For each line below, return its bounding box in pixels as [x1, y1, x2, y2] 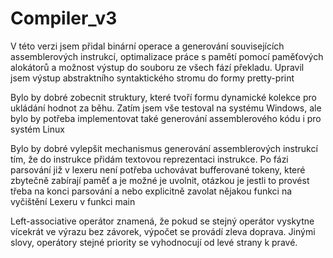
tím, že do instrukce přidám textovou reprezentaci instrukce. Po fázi [10, 153, 289, 165]
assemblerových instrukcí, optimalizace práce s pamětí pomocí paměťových [10, 50, 324, 62]
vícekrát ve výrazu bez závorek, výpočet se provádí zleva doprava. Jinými [10, 225, 316, 237]
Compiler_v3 [10, 7, 118, 30]
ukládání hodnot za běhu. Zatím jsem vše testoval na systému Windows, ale [10, 102, 322, 114]
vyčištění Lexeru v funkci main [10, 195, 136, 207]
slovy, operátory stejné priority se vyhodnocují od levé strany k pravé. [10, 236, 298, 248]
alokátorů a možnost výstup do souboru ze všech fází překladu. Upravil [10, 61, 305, 73]
